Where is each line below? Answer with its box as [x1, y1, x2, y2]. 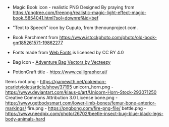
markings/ [5, 105, 26, 111]
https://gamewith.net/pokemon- [40, 79, 107, 84]
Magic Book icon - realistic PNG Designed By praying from [12, 5, 135, 10]
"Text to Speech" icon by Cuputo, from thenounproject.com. [12, 25, 138, 31]
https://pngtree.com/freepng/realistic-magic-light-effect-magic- [12, 10, 147, 16]
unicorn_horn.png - [73, 84, 114, 90]
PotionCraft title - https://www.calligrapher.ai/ [12, 69, 107, 75]
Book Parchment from [12, 35, 59, 40]
